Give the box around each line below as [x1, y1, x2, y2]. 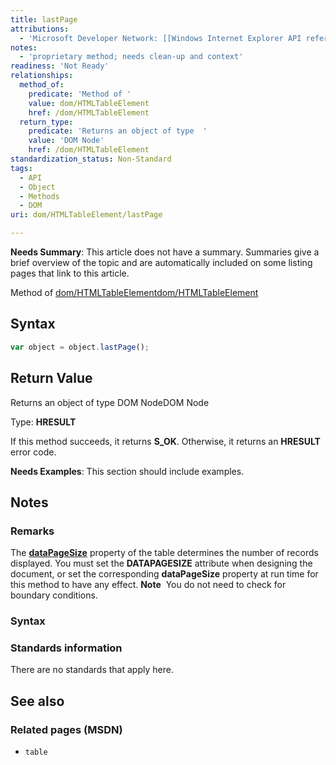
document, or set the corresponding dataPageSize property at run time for [10, 568, 319, 580]
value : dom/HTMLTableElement [28, 98, 150, 108]
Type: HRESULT [10, 416, 77, 428]
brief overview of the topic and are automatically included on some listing [10, 257, 313, 268]
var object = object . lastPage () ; [10, 342, 150, 352]
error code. [10, 446, 57, 458]
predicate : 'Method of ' [28, 89, 132, 99]
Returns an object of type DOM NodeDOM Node [10, 396, 210, 408]
